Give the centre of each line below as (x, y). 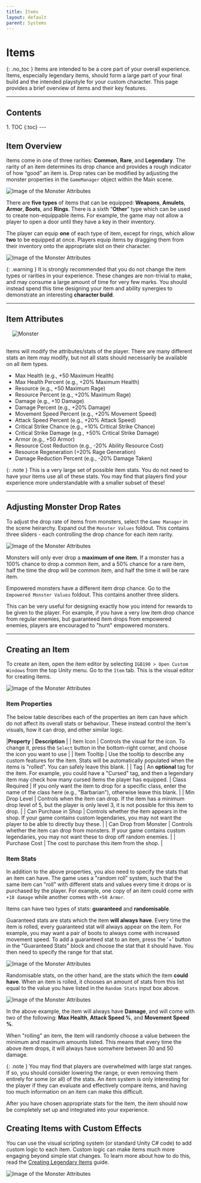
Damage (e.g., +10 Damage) (49, 401)
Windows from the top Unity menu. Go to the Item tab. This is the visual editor (100, 670)
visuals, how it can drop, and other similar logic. (65, 730)
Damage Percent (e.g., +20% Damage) (63, 407)
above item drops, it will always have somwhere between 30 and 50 (90, 1048)
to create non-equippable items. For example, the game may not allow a (95, 215)
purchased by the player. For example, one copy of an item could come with (100, 891)
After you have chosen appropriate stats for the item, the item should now (97, 1103)
